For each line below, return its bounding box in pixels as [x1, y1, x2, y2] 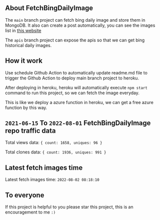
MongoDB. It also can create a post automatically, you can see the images [5, 22, 156, 28]
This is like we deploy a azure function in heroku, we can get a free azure [5, 99, 154, 105]
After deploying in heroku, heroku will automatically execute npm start [5, 84, 148, 90]
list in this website [5, 27, 42, 34]
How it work [5, 57, 43, 65]
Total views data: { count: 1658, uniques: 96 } [5, 140, 102, 146]
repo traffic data [5, 127, 56, 135]
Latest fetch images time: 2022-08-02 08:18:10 [5, 177, 99, 183]
